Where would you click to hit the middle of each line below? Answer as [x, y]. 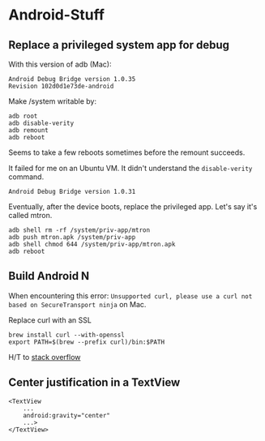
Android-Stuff [57, 15]
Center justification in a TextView [94, 383]
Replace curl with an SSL [50, 320]
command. [26, 177]
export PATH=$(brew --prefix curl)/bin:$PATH [86, 342]
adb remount [28, 131]
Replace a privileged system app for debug [119, 45]
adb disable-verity [41, 123]
